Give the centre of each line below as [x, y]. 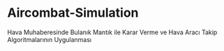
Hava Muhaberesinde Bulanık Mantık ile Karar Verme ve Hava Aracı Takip [112, 32]
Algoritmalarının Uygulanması [50, 39]
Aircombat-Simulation [73, 13]
